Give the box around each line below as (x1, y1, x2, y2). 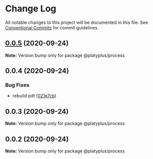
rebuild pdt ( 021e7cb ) (12, 93, 57, 99)
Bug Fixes (5, 81, 30, 88)
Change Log (5, 3, 56, 14)
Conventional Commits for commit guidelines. (5, 24, 99, 30)
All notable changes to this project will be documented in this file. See (5, 19, 149, 25)
